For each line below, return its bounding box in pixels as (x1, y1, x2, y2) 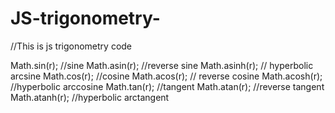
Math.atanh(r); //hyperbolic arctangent (10, 91, 170, 103)
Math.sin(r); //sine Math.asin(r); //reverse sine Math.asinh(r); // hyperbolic (10, 59, 314, 71)
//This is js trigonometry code (10, 40, 133, 52)
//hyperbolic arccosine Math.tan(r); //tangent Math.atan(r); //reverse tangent (10, 80, 325, 92)
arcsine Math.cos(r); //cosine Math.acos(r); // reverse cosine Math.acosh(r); (10, 70, 323, 82)
